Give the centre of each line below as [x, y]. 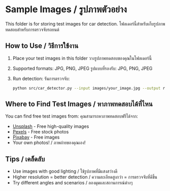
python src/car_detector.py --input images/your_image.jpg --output [87, 88]
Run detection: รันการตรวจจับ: [41, 78]
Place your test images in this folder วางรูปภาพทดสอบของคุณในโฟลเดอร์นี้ [82, 58]
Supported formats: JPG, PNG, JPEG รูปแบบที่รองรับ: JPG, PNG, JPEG [82, 68]
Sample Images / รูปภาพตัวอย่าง [66, 9]
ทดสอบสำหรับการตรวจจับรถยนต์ [32, 30]
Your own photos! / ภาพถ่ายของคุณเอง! [49, 143]
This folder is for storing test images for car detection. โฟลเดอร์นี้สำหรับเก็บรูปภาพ [85, 23]
